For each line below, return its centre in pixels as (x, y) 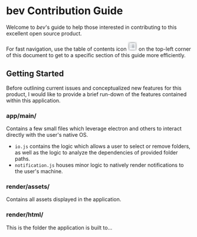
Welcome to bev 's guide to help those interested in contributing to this (91, 27)
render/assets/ (28, 186)
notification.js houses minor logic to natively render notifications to (99, 165)
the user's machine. (39, 172)
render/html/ (25, 215)
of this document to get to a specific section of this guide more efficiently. (96, 55)
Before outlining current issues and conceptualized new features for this (94, 88)
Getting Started (35, 74)
